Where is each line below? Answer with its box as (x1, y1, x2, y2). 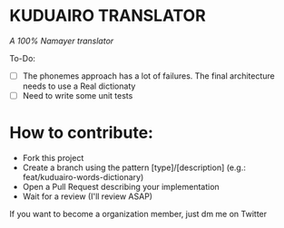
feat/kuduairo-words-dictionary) (22, 172, 144, 182)
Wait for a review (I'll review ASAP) (22, 191, 152, 202)
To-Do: (9, 52, 36, 63)
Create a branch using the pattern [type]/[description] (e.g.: (22, 162, 247, 173)
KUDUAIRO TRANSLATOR (9, 5, 206, 26)
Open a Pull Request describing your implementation (22, 182, 220, 192)
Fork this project (22, 153, 84, 163)
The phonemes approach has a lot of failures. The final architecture (22, 70, 275, 81)
